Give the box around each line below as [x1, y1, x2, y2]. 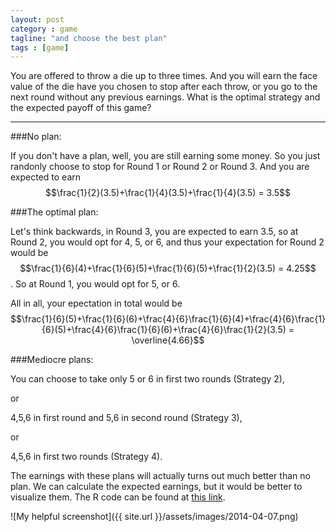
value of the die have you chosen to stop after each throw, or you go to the [10, 81, 318, 93]
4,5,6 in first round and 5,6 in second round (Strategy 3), [10, 412, 243, 424]
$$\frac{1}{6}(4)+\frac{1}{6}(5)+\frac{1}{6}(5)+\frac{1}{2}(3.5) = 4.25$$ [19, 262, 317, 275]
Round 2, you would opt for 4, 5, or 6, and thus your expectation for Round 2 [10, 236, 325, 248]
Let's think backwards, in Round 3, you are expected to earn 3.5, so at [10, 226, 299, 238]
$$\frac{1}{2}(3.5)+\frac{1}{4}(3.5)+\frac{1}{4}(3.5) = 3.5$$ [44, 187, 292, 199]
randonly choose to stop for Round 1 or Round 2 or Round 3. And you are [10, 161, 310, 173]
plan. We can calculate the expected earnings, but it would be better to [10, 481, 303, 493]
